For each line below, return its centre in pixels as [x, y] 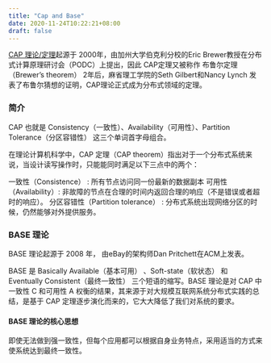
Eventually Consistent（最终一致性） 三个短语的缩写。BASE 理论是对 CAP [131, 281]
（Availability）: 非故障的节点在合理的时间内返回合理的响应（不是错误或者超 [134, 191]
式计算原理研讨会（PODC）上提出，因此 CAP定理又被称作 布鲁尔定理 [123, 65]
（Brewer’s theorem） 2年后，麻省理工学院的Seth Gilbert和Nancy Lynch [128, 75]
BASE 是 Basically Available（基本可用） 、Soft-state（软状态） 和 [118, 270]
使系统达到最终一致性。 [47, 351]
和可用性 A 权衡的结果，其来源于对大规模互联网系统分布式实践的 [146, 290]
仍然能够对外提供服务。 [61, 211]
